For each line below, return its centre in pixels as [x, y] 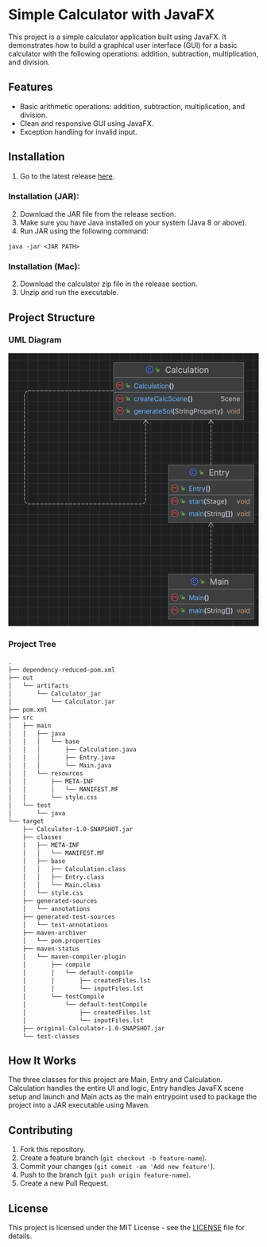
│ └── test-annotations [66, 925]
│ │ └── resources [46, 773]
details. [20, 1236]
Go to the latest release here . [67, 176]
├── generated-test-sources [69, 917]
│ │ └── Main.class [62, 885]
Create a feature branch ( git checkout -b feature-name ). [113, 1158]
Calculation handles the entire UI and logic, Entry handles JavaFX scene [126, 1088]
